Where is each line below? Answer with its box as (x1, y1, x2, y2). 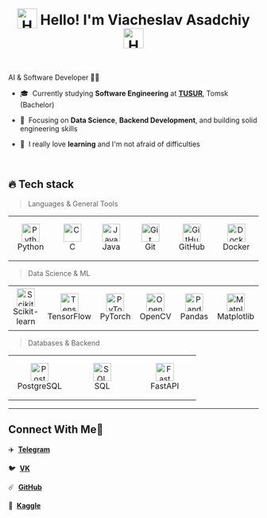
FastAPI (150, 380, 180, 391)
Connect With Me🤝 (8, 423, 104, 437)
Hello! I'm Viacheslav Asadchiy (40, 11, 250, 29)
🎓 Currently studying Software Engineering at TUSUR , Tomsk (19, 88, 229, 98)
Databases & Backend (27, 338, 101, 348)
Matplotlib (217, 311, 255, 322)
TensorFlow (47, 311, 91, 322)
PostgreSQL (17, 380, 62, 391)
